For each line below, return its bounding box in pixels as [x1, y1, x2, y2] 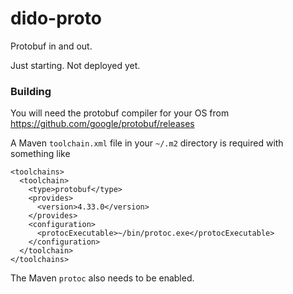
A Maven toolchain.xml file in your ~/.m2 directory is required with [10, 137, 284, 149]
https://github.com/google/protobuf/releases [10, 118, 195, 130]
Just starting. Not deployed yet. [10, 59, 141, 71]
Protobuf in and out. [10, 40, 93, 52]
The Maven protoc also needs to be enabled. [10, 272, 195, 284]
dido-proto [10, 7, 102, 30]
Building [10, 84, 52, 98]
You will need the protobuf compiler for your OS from [10, 107, 230, 119]
